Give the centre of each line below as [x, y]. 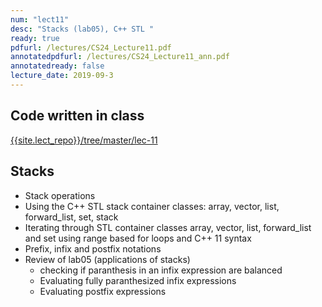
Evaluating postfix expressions [103, 291]
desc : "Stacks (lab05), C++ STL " [82, 29]
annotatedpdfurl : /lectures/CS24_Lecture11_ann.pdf [120, 57]
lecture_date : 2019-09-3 [62, 76]
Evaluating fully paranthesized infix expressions [138, 280]
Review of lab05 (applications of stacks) [107, 259]
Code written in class [77, 116]
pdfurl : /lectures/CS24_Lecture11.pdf [91, 47]
